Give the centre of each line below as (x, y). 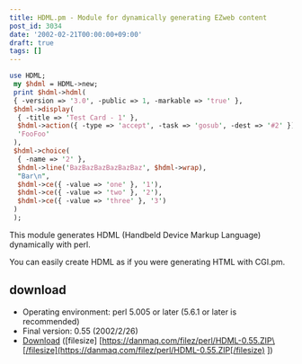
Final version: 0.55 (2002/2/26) (80, 331)
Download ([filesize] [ (62, 340)
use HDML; (28, 76)
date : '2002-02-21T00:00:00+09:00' (76, 34)
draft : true (31, 43)
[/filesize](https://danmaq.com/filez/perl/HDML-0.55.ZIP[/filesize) (143, 350)
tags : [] (26, 51)
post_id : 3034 (36, 26)
